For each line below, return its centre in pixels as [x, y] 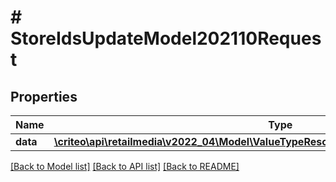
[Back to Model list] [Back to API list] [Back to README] [125, 166]
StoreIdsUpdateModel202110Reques [166, 38]
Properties [44, 96]
